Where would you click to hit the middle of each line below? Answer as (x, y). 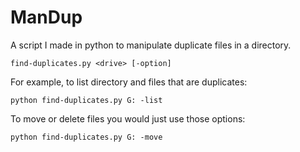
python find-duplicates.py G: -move (86, 137)
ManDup (46, 17)
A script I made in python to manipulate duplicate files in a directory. (151, 45)
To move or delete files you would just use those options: (128, 118)
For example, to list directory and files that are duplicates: (129, 82)
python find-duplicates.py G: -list (86, 100)
